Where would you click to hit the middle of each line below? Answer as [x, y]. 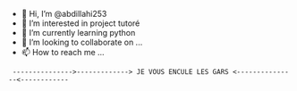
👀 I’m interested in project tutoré [81, 23]
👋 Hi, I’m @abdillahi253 [64, 14]
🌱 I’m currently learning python [78, 33]
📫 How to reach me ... [63, 52]
